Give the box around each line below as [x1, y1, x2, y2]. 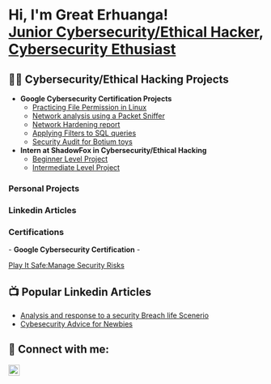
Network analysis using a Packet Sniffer [32, 111, 166, 121]
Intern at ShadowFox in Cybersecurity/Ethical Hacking [19, 146, 207, 155]
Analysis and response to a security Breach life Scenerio [19, 310, 209, 320]
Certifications [8, 226, 65, 237]
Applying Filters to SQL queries [32, 128, 137, 138]
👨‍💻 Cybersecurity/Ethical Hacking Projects [8, 72, 229, 86]
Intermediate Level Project [32, 163, 120, 172]
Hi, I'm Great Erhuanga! [8, 6, 168, 24]
